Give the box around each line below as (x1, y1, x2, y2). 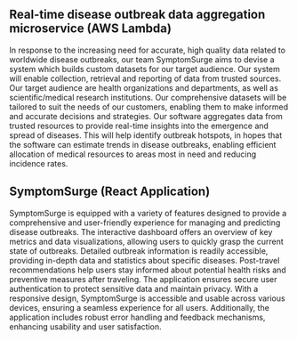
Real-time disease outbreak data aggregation (9, 7, 266, 22)
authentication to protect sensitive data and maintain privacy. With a (9, 283, 259, 294)
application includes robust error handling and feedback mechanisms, (9, 312, 266, 322)
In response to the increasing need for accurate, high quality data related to (9, 45, 286, 55)
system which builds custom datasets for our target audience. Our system (9, 63, 280, 74)
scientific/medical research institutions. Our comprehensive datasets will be (9, 92, 287, 102)
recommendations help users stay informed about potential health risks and (9, 264, 286, 275)
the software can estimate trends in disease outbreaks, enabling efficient (9, 139, 277, 150)
